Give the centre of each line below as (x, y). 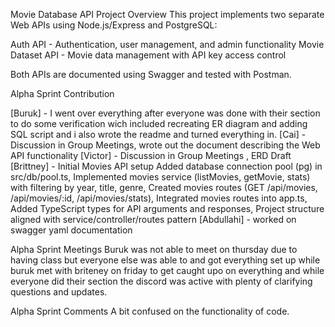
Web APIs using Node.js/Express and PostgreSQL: (114, 25)
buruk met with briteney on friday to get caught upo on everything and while (167, 270)
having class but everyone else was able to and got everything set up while (165, 260)
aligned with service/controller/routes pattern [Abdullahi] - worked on (153, 219)
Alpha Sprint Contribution (62, 93)
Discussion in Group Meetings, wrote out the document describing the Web (165, 145)
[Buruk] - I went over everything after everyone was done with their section (165, 113)
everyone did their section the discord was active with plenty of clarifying (161, 281)
